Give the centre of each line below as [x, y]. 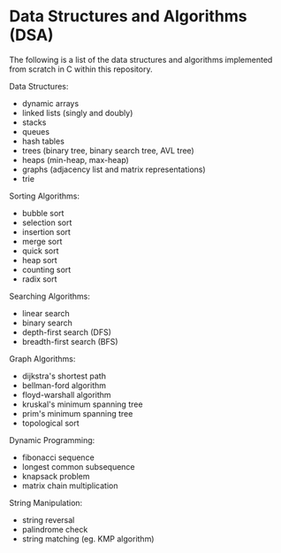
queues [36, 131]
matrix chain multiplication [70, 486]
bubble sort [43, 213]
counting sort [46, 269]
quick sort [40, 251]
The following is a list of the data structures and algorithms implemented [141, 59]
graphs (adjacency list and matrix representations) [114, 169]
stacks [34, 122]
